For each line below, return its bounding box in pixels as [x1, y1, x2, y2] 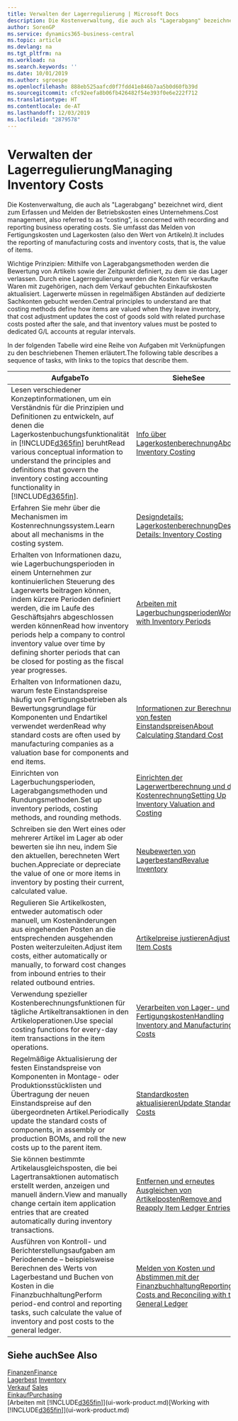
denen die [11, 420, 45, 430]
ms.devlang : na [7, 43, 52, 50]
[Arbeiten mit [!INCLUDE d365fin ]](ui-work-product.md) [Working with [7, 1398, 210, 1407]
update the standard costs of [11, 1116, 108, 1126]
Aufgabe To [50, 373, 89, 383]
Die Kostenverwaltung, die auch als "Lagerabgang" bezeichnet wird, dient [7, 200, 223, 209]
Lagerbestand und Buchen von [11, 1272, 114, 1282]
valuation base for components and [11, 747, 129, 757]
